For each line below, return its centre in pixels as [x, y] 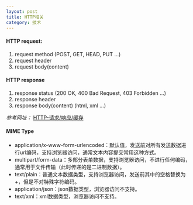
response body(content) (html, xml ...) [60, 105]
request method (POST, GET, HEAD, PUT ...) [68, 54]
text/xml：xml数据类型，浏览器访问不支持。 [67, 196]
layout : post [22, 11]
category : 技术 [24, 22]
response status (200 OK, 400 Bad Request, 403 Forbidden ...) [90, 93]
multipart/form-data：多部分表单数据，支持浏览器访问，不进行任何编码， [102, 159]
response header [35, 99]
